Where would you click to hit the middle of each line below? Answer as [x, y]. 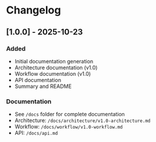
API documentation [38, 80]
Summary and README [43, 86]
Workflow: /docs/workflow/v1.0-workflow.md [69, 127]
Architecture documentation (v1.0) [56, 67]
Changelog [34, 10]
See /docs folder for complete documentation [70, 114]
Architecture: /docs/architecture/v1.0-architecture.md [82, 120]
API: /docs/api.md [36, 133]
